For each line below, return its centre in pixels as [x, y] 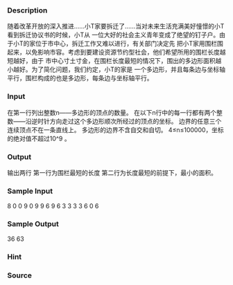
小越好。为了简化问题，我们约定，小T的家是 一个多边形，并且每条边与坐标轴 [116, 70]
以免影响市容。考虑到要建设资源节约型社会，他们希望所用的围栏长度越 [126, 52]
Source [20, 275]
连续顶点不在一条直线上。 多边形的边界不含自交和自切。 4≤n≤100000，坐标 [115, 129]
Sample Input [30, 191]
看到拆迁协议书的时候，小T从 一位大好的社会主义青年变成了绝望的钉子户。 [113, 35]
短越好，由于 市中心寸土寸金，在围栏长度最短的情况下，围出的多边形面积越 [114, 61]
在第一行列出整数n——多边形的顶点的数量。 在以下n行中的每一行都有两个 [112, 112]
